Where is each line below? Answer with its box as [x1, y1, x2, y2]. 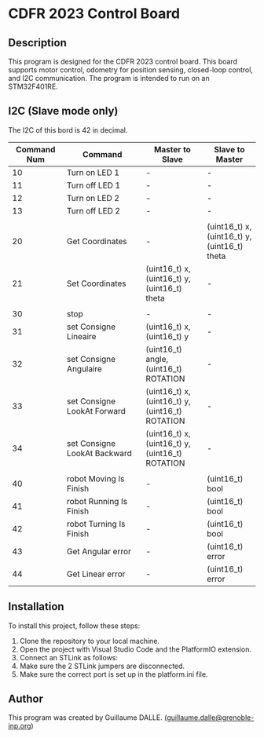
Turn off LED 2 [66, 205, 120, 216]
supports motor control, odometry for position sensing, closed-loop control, [8, 65, 254, 75]
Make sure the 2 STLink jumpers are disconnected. [19, 661, 185, 670]
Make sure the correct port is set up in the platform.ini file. [19, 669, 208, 679]
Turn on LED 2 [66, 192, 120, 203]
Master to [153, 144, 191, 155]
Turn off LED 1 [66, 180, 120, 191]
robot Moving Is [66, 473, 125, 484]
